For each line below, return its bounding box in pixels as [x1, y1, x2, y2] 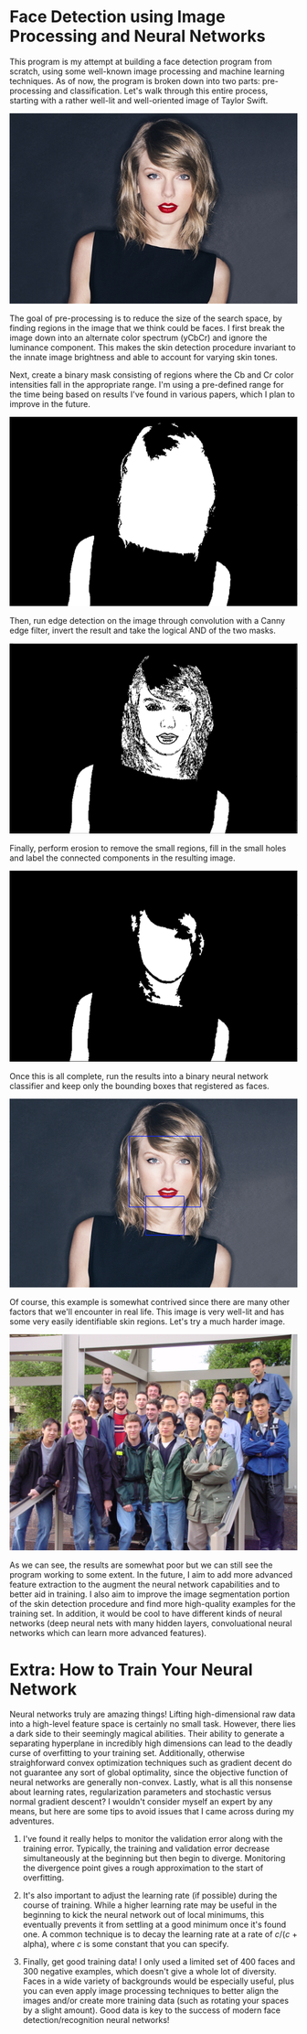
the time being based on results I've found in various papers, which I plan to [9, 389, 295, 400]
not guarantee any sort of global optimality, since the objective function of [9, 1767, 289, 1778]
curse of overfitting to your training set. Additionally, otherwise [9, 1748, 245, 1759]
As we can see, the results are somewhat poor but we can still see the [9, 1559, 273, 1570]
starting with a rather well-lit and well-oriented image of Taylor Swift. [9, 94, 269, 106]
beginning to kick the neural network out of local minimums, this [22, 1910, 265, 1921]
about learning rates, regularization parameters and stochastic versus [9, 1786, 272, 1798]
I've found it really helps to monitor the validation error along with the [22, 1834, 283, 1845]
